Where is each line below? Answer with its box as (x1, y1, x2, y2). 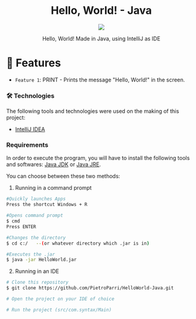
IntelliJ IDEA (14, 126, 45, 133)
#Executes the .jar (6, 251, 55, 257)
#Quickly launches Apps (6, 196, 66, 202)
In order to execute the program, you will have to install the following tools (6, 155, 190, 162)
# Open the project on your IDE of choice (6, 296, 115, 302)
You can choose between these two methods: (6, 173, 121, 180)
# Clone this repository (6, 279, 69, 286)
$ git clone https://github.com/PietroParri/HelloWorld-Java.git (6, 285, 174, 291)
